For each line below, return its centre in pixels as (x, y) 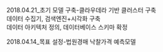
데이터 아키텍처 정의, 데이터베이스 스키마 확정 (67, 27)
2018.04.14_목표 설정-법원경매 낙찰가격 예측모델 (71, 42)
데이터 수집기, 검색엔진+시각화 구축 (54, 18)
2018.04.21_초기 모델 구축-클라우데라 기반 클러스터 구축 (81, 10)
